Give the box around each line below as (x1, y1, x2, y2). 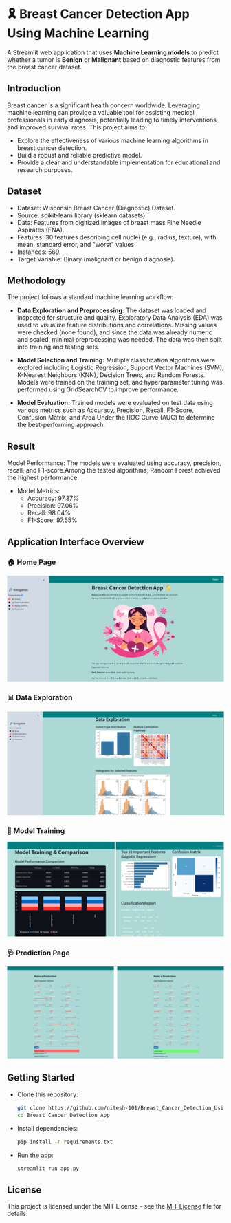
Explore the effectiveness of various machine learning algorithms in (16, 136, 208, 144)
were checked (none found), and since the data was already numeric (16, 328, 213, 336)
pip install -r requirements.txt (16, 1138, 113, 1145)
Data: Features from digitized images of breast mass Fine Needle (16, 218, 201, 226)
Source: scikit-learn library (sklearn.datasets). (16, 211, 148, 219)
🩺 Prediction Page (7, 948, 70, 957)
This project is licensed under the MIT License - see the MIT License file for (7, 1202, 222, 1211)
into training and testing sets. (16, 343, 100, 351)
